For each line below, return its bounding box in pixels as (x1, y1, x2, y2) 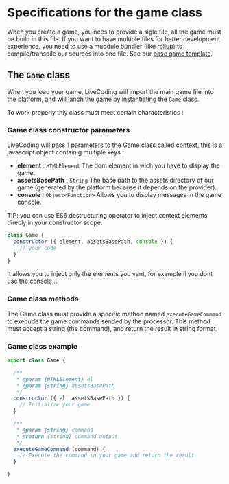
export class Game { (7, 357, 67, 365)
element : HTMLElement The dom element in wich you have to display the (16, 161, 221, 170)
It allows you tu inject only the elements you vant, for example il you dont (7, 270, 213, 278)
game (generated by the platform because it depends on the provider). (16, 183, 217, 192)
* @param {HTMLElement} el (16, 376, 94, 382)
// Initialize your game (19, 402, 91, 408)
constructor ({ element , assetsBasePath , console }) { (13, 238, 173, 245)
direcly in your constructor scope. (7, 218, 103, 227)
